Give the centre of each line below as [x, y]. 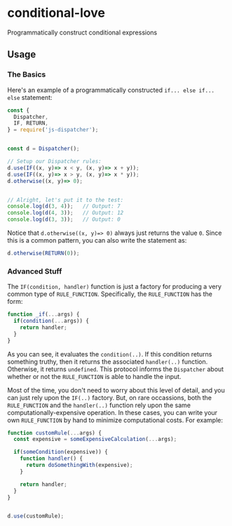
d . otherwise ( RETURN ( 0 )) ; [43, 253]
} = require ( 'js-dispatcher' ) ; [53, 130]
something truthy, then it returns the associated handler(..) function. [108, 361]
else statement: [30, 97]
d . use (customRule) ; [36, 516]
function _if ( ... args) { [43, 314]
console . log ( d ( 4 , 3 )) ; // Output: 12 [66, 213]
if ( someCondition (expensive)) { [61, 452]
